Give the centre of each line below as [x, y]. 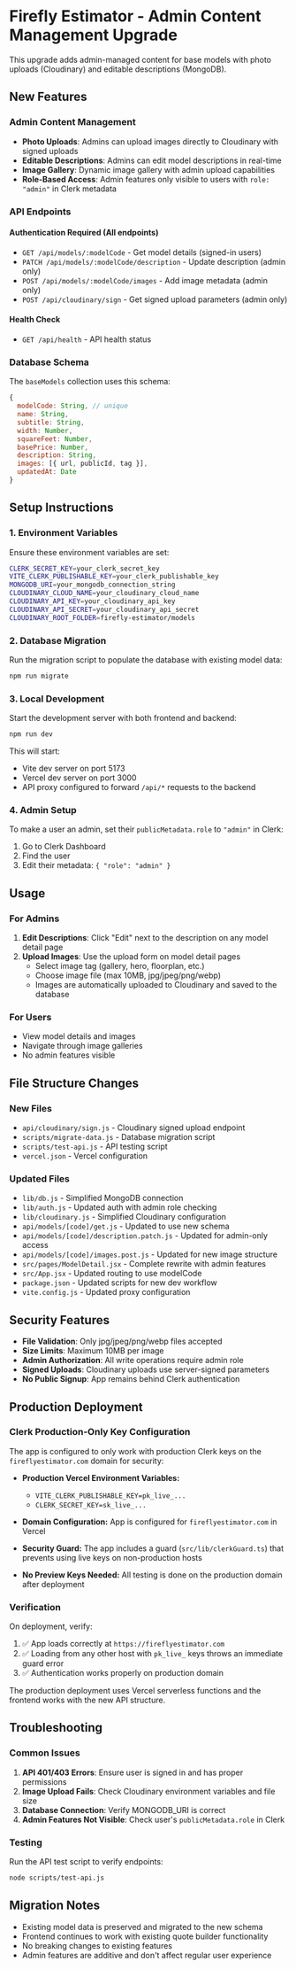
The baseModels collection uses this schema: [90, 382]
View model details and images [79, 1036]
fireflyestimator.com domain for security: [87, 1461]
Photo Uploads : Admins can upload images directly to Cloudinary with [150, 141]
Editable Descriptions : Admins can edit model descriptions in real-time [152, 160]
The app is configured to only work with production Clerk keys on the [136, 1451]
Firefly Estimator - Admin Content [135, 16]
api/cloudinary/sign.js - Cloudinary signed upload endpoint [133, 1128]
